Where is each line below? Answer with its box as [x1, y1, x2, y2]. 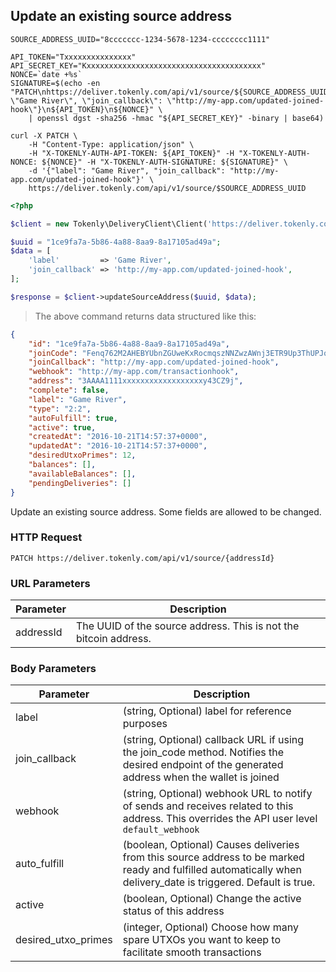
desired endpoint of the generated [122, 758, 284, 772]
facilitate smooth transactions [122, 945, 262, 959]
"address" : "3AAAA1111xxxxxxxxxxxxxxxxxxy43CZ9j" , [28, 376, 244, 386]
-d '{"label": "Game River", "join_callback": [28, 165, 226, 176]
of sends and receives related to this [122, 799, 294, 813]
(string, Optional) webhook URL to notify [122, 787, 313, 801]
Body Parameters [10, 662, 97, 676]
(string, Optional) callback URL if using [122, 733, 305, 747]
